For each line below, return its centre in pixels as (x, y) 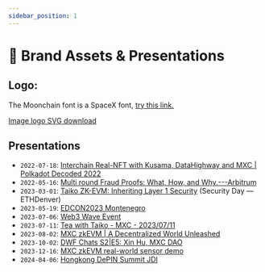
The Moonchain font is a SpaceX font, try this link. (91, 105)
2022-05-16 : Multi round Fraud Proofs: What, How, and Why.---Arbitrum (138, 182)
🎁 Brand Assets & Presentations (117, 55)
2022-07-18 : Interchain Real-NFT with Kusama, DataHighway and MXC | (138, 165)
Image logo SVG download (52, 120)
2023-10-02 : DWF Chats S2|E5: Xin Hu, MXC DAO (101, 242)
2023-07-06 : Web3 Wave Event (70, 217)
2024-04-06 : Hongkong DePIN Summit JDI (89, 260)
